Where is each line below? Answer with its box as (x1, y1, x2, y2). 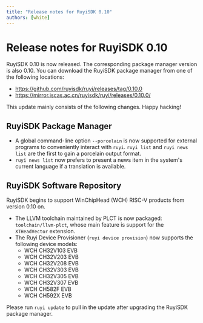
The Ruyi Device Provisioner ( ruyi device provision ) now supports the (15, 234, 194, 241)
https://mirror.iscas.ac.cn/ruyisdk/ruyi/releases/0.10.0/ (15, 92, 151, 99)
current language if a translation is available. (15, 163, 126, 170)
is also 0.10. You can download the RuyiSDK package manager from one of (6, 67, 193, 75)
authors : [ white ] (6, 15, 50, 21)
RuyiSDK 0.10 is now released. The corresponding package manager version (6, 61, 198, 68)
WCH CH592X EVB (24, 292, 72, 299)
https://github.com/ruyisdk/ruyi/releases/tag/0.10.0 (15, 85, 142, 93)
